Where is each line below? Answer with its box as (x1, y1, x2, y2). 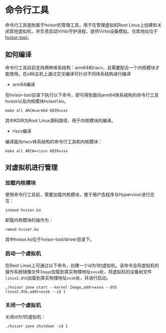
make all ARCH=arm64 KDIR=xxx (5, 108, 68, 113)
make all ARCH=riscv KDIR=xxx (5, 148, 68, 153)
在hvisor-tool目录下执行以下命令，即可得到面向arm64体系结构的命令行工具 (5, 92, 159, 98)
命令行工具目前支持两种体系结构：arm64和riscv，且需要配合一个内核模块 (5, 64, 156, 70)
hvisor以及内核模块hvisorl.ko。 (5, 98, 69, 104)
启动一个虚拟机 (5, 250, 41, 257)
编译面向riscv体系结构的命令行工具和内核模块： (5, 138, 103, 144)
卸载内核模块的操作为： (5, 217, 53, 223)
